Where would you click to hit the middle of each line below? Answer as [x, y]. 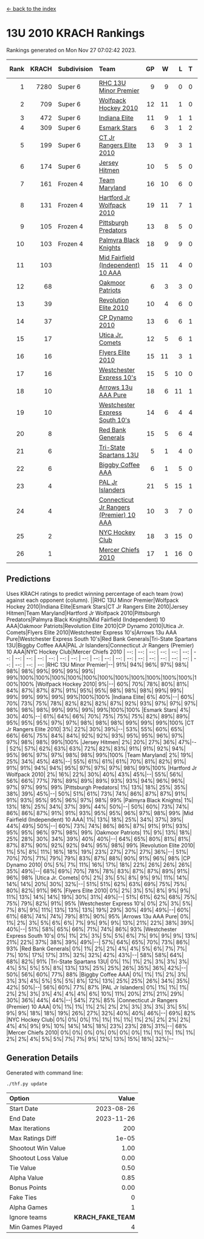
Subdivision [75, 69]
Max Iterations [30, 1128]
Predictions [29, 579]
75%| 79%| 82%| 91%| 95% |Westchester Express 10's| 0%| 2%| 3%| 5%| [100, 903]
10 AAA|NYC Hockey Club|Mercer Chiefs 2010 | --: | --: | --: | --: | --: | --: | [99, 652]
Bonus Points [28, 1187]
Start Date [24, 1108]
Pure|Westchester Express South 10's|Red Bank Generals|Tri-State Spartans [102, 639]
